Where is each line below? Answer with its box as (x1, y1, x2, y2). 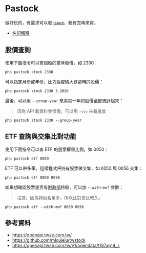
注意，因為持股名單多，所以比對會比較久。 (17, 194, 103, 201)
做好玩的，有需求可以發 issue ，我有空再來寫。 (5, 20, 99, 25)
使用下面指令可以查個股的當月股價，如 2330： (5, 60, 99, 66)
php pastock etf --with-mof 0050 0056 (5, 204, 84, 209)
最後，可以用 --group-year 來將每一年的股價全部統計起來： (5, 97, 124, 103)
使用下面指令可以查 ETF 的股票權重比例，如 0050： (5, 146, 109, 152)
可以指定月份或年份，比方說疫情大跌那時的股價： (5, 79, 104, 85)
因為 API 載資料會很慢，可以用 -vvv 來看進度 (17, 108, 106, 114)
